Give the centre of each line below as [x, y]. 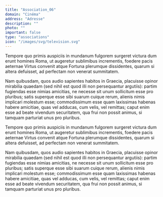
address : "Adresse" [25, 19]
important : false [23, 33]
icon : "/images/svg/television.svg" [43, 42]
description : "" [22, 23]
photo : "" [15, 28]
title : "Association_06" [31, 10]
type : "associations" [27, 37]
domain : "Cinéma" [23, 14]
